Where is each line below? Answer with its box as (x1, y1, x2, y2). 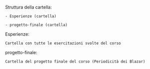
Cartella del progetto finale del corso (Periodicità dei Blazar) (5, 59, 146, 64)
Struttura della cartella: (5, 4, 52, 10)
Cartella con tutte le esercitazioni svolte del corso (5, 41, 121, 46)
